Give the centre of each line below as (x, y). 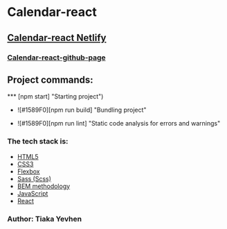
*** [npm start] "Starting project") (55, 96)
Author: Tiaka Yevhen (44, 219)
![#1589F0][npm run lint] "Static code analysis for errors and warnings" (119, 124)
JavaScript (33, 193)
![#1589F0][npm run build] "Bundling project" (82, 110)
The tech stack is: (38, 142)
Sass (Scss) (34, 178)
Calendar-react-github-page (56, 58)
